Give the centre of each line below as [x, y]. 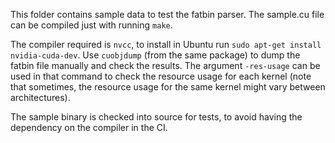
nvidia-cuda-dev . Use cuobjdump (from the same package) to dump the [155, 55]
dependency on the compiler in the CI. [89, 127]
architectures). [40, 97]
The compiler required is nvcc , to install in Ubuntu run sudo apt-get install [166, 44]
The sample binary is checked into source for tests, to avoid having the [156, 117]
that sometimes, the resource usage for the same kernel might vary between [168, 87]
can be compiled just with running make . [91, 25]
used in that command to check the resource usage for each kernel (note [161, 76]
